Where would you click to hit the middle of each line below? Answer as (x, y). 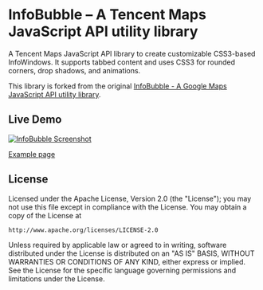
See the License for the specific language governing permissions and (122, 270)
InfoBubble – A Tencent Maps (108, 15)
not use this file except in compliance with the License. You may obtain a (128, 207)
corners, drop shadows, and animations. (75, 70)
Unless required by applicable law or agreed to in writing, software (118, 245)
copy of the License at (45, 215)
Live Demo (35, 120)
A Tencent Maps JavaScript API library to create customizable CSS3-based (132, 53)
